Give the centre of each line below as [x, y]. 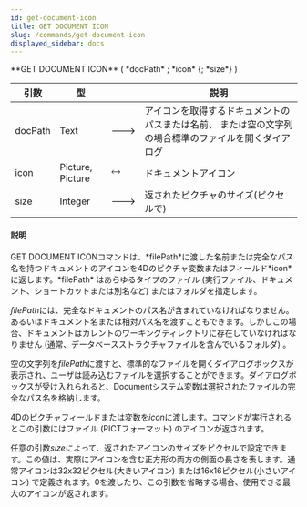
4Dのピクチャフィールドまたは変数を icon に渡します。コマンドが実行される [151, 417]
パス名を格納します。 [66, 398]
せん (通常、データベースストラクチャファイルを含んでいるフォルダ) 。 [159, 345]
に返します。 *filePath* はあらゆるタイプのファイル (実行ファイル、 [136, 279]
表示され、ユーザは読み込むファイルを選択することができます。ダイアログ [150, 375]
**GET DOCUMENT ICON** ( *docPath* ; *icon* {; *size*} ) [124, 69]
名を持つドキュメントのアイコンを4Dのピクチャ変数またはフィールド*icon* [151, 269]
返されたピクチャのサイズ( [201, 195]
